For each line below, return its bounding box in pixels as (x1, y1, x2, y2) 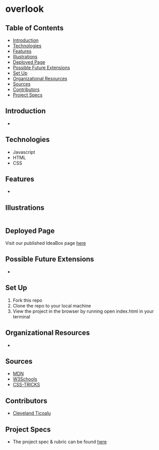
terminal (12, 313, 31, 319)
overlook (5, 3, 44, 15)
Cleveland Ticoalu (12, 410, 51, 417)
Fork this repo (12, 297, 43, 303)
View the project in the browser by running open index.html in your (12, 308, 154, 314)
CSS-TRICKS (12, 382, 40, 388)
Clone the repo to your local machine (12, 302, 91, 309)
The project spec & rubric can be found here (12, 438, 107, 445)
